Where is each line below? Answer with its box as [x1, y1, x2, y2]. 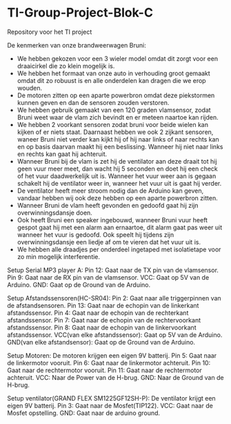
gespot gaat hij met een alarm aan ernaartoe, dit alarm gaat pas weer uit [17, 223, 223, 231]
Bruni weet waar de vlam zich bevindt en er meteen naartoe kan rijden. [17, 113, 219, 122]
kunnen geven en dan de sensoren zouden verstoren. [17, 98, 170, 106]
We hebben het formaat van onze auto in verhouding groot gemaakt [17, 69, 210, 77]
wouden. [17, 84, 43, 92]
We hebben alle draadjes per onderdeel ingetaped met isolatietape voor [17, 245, 221, 253]
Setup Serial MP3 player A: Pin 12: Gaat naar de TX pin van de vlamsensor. [7, 266, 219, 274]
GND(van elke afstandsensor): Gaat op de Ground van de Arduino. [7, 338, 195, 346]
